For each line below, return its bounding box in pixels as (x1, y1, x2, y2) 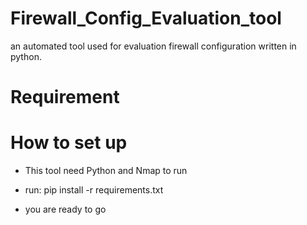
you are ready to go (24, 203, 107, 216)
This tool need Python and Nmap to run (24, 165, 188, 177)
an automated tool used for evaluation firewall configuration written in (10, 40, 297, 52)
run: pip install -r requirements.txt (24, 184, 164, 196)
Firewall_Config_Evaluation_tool (10, 7, 282, 30)
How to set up (10, 132, 128, 154)
